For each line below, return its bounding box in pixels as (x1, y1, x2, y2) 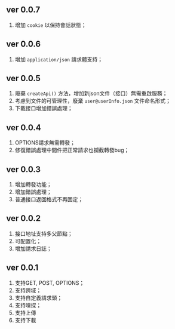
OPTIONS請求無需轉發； (14, 139, 76, 146)
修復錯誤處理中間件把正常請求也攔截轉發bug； (14, 146, 130, 154)
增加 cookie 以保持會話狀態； (14, 21, 87, 29)
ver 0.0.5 (6, 73, 41, 84)
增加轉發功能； (14, 181, 52, 188)
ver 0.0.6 (6, 39, 41, 50)
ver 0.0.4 (6, 122, 41, 133)
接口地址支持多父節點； (14, 230, 73, 237)
